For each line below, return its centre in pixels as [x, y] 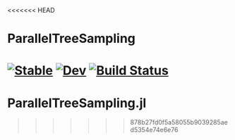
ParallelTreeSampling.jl [77, 103]
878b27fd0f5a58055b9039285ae [179, 122]
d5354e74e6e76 [154, 130]
